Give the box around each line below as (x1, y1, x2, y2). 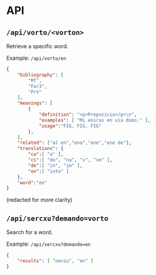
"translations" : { (17, 146, 64, 152)
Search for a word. (6, 229, 53, 236)
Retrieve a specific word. (6, 43, 69, 49)
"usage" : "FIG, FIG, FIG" (38, 123, 102, 129)
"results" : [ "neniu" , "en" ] (17, 257, 94, 264)
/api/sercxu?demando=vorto (6, 214, 109, 223)
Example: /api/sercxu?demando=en (6, 240, 91, 248)
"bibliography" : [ (17, 71, 64, 78)
